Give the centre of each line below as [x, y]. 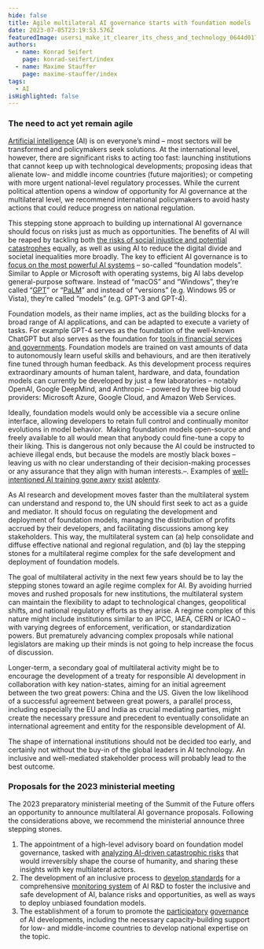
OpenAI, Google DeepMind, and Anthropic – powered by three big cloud [125, 389]
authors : [22, 45]
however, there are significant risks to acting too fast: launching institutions [130, 158]
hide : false [27, 15]
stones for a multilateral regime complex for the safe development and [122, 553]
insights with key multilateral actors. [77, 869]
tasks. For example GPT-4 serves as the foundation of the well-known [121, 330]
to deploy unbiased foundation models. [83, 903]
